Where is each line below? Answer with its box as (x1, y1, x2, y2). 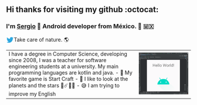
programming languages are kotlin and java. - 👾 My (8, 69, 133, 76)
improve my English (8, 90, 56, 97)
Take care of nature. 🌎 (13, 36, 69, 43)
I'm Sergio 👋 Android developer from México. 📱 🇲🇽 (6, 22, 154, 31)
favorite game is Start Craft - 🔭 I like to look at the (8, 76, 128, 83)
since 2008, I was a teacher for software (8, 57, 107, 64)
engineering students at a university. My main (8, 63, 119, 70)
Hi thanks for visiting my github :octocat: (6, 5, 159, 15)
